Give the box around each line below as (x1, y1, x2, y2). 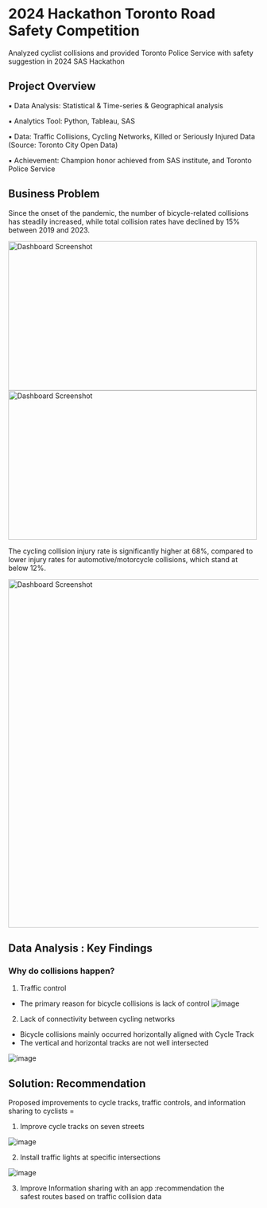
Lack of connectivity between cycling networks (19, 1014, 176, 1024)
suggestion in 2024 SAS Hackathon (8, 57, 126, 66)
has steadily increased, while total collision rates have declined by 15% (8, 217, 240, 226)
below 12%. (8, 563, 46, 573)
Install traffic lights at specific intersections (19, 1152, 161, 1163)
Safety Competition (8, 22, 141, 40)
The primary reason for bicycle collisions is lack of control (19, 999, 210, 1008)
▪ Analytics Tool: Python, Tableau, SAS (8, 116, 135, 126)
